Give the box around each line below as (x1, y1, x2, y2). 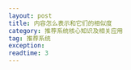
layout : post (8, 11, 53, 20)
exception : (8, 42, 45, 50)
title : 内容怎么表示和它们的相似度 (8, 19, 112, 27)
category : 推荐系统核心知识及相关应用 (8, 27, 124, 35)
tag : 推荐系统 (8, 34, 51, 43)
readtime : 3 (8, 49, 49, 57)
